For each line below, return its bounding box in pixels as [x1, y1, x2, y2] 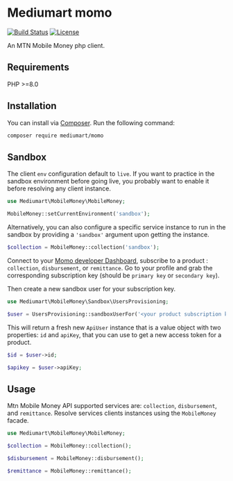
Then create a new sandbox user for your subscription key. [7, 284, 176, 293]
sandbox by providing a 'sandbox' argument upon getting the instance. [7, 231, 209, 238]
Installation [7, 100, 57, 112]
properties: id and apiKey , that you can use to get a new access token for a [7, 330, 222, 339]
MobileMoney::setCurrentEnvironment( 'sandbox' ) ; [7, 211, 150, 218]
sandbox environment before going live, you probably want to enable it [7, 177, 209, 186]
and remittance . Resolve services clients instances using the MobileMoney [7, 409, 216, 418]
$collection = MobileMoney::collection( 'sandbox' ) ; [7, 244, 159, 251]
